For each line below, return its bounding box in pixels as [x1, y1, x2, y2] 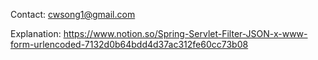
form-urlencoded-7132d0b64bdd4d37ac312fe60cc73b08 [10, 39, 249, 50]
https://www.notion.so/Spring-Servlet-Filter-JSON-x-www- [63, 28, 308, 39]
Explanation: [10, 28, 62, 39]
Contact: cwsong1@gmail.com [10, 9, 136, 20]
